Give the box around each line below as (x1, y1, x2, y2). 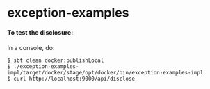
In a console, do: (7, 44, 55, 52)
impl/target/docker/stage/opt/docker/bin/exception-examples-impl (7, 70, 204, 76)
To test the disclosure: (7, 28, 74, 36)
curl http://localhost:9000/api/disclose (13, 75, 136, 83)
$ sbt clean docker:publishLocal (7, 57, 104, 64)
